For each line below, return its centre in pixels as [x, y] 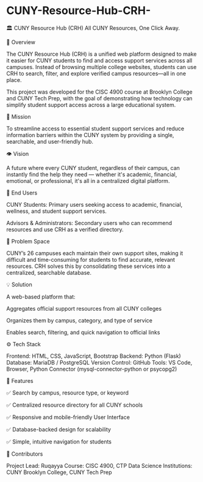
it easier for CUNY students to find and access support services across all [99, 60]
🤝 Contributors [25, 454]
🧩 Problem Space [28, 241]
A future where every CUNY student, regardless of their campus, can [93, 168]
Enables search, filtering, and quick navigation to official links [83, 332]
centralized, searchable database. [49, 272]
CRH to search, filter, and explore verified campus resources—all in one [96, 73]
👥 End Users [22, 193]
